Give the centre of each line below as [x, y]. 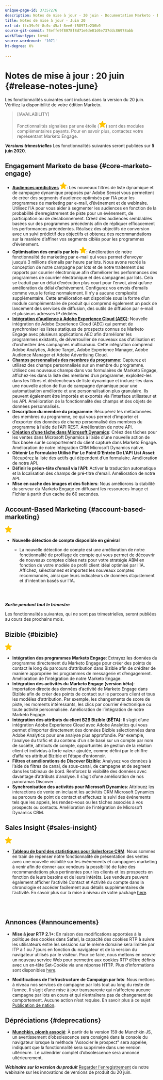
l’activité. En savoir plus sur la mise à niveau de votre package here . [80, 892]
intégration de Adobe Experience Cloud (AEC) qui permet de [73, 324]
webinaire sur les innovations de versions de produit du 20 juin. [68, 1072]
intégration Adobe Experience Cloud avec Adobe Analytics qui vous [80, 725]
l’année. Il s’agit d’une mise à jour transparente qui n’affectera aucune [81, 990]
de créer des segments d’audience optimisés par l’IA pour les [73, 198]
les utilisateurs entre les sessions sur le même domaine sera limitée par [83, 944]
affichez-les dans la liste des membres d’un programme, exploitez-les [82, 375]
